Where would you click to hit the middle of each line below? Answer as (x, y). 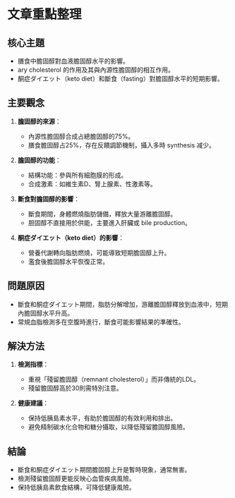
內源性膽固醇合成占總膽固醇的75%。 (81, 136)
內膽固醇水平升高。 (46, 313)
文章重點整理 (45, 14)
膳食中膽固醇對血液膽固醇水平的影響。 (73, 61)
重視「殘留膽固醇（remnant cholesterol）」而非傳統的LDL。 (114, 379)
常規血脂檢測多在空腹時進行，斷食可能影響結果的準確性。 (101, 322)
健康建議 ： (33, 403)
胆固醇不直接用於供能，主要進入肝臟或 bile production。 (110, 222)
